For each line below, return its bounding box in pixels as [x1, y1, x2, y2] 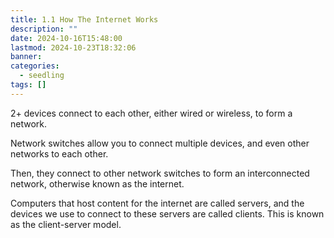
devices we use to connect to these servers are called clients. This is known [10, 207, 325, 220]
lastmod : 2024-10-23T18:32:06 [10, 42, 137, 53]
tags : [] [10, 80, 47, 90]
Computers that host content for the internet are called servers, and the [10, 197, 305, 209]
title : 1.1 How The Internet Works [10, 14, 159, 25]
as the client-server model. [10, 218, 122, 230]
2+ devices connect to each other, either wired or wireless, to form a [10, 107, 293, 119]
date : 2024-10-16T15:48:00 [10, 33, 123, 43]
